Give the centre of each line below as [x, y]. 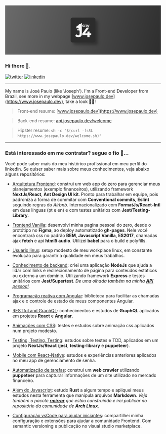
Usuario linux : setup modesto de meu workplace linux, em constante [82, 250]
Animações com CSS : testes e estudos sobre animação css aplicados [83, 326]
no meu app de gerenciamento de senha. [54, 361]
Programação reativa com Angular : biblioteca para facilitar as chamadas [86, 296]
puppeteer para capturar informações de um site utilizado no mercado [84, 375]
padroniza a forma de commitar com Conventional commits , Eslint [81, 200]
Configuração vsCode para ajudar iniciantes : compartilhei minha [78, 416]
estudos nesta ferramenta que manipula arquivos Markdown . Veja [80, 395]
